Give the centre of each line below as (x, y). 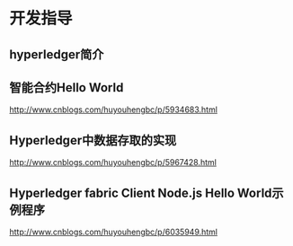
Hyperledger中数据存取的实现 (93, 140)
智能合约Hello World (67, 88)
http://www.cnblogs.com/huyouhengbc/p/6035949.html (114, 232)
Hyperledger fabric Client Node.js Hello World (141, 193)
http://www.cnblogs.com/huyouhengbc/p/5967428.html (113, 163)
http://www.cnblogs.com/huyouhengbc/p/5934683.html (114, 110)
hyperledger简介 (57, 54)
